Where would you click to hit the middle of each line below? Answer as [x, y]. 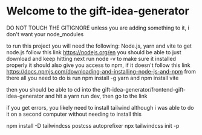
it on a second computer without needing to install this [74, 114]
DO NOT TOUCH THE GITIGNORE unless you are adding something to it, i [98, 28]
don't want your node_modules [45, 34]
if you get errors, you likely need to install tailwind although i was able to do [100, 107]
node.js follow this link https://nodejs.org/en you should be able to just [94, 52]
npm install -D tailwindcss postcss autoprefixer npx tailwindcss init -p [93, 125]
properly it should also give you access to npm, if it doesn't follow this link [98, 65]
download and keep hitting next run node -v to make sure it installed [91, 58]
